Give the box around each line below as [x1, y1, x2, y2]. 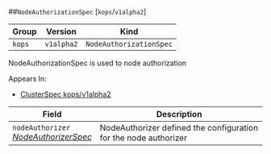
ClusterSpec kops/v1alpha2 [19, 89, 111, 99]
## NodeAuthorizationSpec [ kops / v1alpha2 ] [8, 7, 147, 16]
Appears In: [8, 74, 47, 83]
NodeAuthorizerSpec [12, 131, 93, 142]
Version [45, 26, 77, 37]
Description [156, 109, 202, 119]
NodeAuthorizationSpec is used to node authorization [8, 58, 187, 68]
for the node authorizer [99, 132, 188, 144]
